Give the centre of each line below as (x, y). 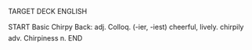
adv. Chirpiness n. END (45, 38)
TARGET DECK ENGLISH (48, 11)
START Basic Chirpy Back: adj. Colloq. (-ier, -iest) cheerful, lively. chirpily (126, 27)
